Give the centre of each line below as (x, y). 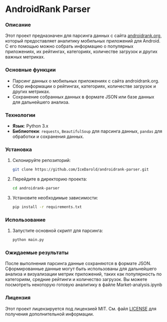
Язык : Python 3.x (30, 126)
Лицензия (18, 297)
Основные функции (30, 70)
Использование (25, 219)
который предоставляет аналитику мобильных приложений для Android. (83, 41)
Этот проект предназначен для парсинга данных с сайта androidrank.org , (83, 35)
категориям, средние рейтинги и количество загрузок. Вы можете (76, 279)
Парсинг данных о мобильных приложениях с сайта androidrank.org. (86, 80)
